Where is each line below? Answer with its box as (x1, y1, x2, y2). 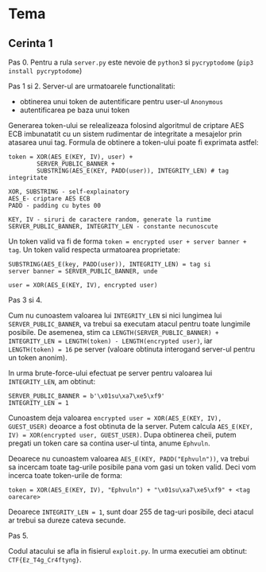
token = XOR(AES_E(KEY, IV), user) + (8, 153, 133, 161)
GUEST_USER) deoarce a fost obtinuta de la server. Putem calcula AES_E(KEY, (8, 422, 254, 430)
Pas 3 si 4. (8, 295, 43, 305)
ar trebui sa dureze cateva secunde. (8, 516, 126, 525)
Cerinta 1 (8, 37, 53, 50)
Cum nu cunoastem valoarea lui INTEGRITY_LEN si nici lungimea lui (8, 311, 222, 320)
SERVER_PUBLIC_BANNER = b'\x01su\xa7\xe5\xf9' (8, 392, 165, 400)
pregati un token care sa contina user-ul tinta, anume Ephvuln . (8, 438, 210, 448)
